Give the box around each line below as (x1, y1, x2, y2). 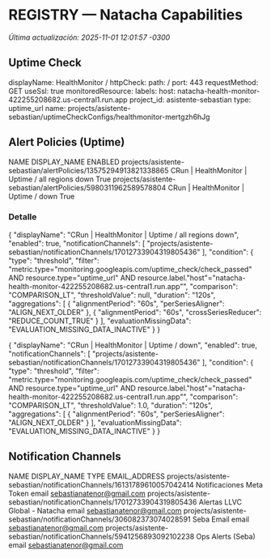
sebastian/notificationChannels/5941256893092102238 (8, 531, 195, 541)
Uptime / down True (8, 191, 75, 201)
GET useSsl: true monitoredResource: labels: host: (8, 86, 176, 96)
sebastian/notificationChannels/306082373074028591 (8, 514, 192, 524)
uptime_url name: (8, 103, 66, 113)
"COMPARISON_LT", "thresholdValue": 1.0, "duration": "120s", (8, 400, 213, 410)
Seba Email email (192, 514, 249, 524)
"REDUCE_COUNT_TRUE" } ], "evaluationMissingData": (8, 316, 192, 326)
